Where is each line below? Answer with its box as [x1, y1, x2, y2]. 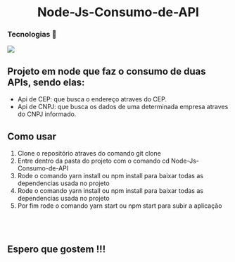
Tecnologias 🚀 [7, 30, 57, 39]
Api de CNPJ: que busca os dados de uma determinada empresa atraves [17, 103, 229, 111]
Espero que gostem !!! [7, 243, 106, 255]
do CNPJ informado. [17, 110, 77, 118]
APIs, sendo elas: [7, 76, 85, 88]
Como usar [7, 130, 57, 142]
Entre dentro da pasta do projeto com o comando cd [17, 156, 170, 166]
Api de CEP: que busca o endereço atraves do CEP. [17, 95, 167, 104]
